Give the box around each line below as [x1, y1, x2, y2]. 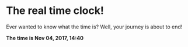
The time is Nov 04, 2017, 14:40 [6, 34, 84, 41]
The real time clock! [6, 4, 104, 17]
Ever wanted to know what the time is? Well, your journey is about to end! [6, 23, 183, 30]
